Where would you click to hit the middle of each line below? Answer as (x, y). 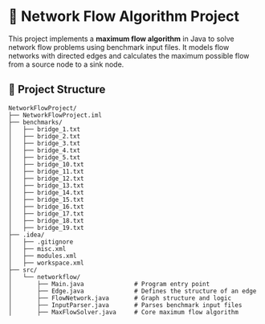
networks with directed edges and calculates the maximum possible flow (129, 55)
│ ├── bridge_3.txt (45, 143)
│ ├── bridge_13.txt (46, 185)
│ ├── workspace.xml (46, 263)
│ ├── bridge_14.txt (46, 192)
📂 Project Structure (57, 90)
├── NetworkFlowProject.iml (55, 115)
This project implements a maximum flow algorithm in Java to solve (121, 39)
